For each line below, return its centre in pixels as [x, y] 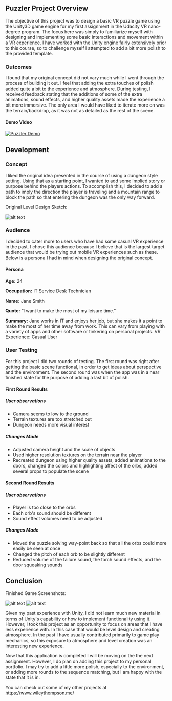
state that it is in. [23, 677]
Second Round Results [30, 483]
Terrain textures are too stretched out [52, 419]
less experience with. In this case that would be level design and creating [82, 629]
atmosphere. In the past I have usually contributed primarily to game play [82, 635]
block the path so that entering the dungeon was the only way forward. [80, 197]
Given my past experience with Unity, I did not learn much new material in [83, 613]
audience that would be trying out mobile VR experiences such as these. [82, 252]
